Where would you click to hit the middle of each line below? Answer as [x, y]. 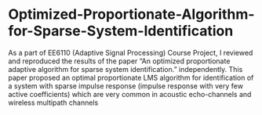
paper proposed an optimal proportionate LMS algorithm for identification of [131, 77]
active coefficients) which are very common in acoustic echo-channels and [130, 94]
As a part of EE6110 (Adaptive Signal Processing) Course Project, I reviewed [131, 52]
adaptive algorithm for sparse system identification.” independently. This [126, 69]
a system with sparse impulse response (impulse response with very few [126, 86]
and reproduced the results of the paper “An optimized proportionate [119, 61]
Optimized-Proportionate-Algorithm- [131, 14]
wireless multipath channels [53, 102]
